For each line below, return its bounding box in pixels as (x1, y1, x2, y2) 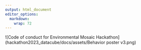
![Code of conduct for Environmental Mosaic (5, 34, 95, 40)
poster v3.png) (106, 40, 137, 46)
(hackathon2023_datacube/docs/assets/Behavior (5, 40, 106, 46)
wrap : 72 (14, 21, 32, 26)
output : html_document (5, 7, 52, 12)
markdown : (9, 16, 29, 21)
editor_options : (5, 12, 38, 17)
